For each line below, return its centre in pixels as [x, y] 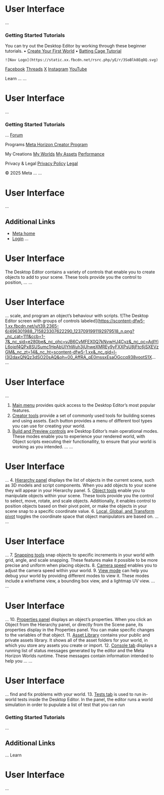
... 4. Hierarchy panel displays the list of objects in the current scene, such [80, 480]
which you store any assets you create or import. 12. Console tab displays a [81, 645]
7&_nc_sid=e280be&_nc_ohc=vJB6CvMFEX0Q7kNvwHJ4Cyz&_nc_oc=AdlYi [82, 342]
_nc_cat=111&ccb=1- [25, 336]
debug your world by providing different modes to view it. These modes [77, 575]
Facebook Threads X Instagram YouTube [46, 69]
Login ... [20, 239]
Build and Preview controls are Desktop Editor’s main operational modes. [85, 431]
